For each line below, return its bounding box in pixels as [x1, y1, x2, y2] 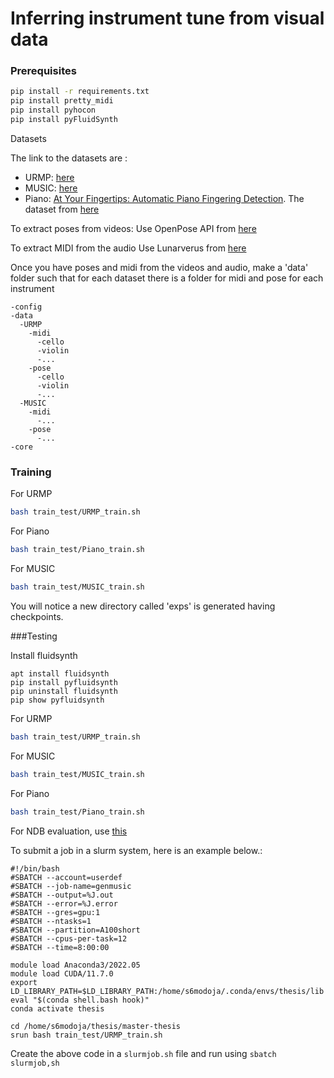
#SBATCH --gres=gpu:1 [10, 907, 101, 917]
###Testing [10, 630, 58, 642]
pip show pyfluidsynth [10, 695, 105, 705]
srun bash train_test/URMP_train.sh [10, 1030, 163, 1040]
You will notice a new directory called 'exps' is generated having [10, 600, 276, 612]
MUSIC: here [24, 182, 78, 194]
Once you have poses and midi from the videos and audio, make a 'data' [10, 261, 309, 273]
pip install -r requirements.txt [10, 87, 150, 97]
